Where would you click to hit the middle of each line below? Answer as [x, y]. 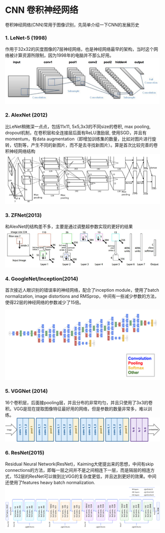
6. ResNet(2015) [25, 453]
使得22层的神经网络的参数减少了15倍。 [44, 303]
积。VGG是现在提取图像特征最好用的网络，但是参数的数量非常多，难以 [77, 409]
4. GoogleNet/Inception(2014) [42, 279]
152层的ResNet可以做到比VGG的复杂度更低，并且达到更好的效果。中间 [85, 476]
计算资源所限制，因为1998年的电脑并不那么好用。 [64, 55]
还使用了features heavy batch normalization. [50, 483]
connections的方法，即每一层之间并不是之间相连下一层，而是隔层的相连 [78, 470]
